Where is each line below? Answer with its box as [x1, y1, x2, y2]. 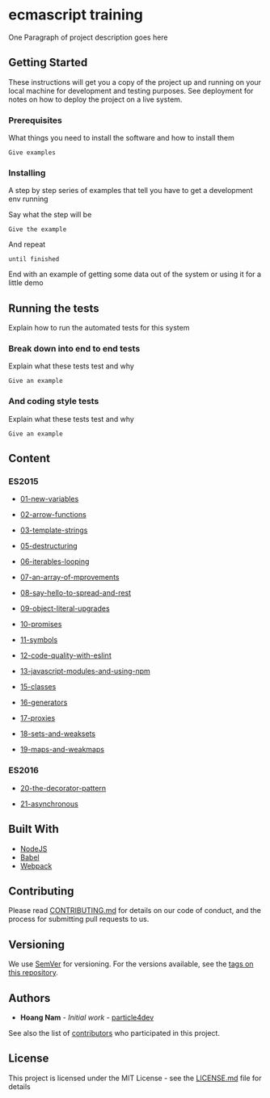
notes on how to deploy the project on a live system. [8, 95, 183, 104]
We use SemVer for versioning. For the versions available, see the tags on [8, 959, 254, 969]
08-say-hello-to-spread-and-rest [19, 588, 132, 598]
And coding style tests [8, 396, 99, 407]
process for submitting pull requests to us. [8, 915, 150, 924]
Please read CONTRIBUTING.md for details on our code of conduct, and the [8, 906, 261, 915]
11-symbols [19, 635, 58, 645]
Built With [8, 822, 59, 836]
